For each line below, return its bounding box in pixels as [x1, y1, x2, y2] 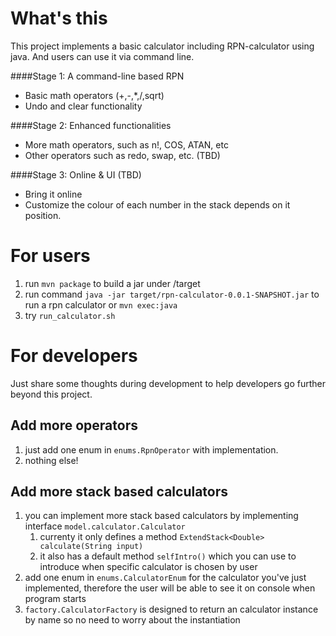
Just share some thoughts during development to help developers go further [10, 377, 326, 389]
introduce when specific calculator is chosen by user [39, 561, 258, 573]
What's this [10, 7, 108, 30]
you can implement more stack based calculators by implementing [24, 510, 299, 522]
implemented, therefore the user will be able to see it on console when [24, 582, 316, 594]
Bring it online [24, 188, 83, 200]
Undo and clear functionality [24, 100, 143, 112]
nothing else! [24, 454, 79, 466]
